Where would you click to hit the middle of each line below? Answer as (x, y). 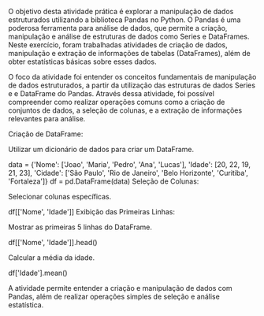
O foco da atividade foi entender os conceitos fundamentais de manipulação (132, 77)
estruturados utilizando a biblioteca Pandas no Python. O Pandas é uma (125, 20)
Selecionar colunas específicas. (60, 197)
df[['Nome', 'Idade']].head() (53, 242)
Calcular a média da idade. (52, 258)
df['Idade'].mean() (38, 273)
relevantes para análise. (47, 119)
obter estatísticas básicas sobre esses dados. (82, 61)
